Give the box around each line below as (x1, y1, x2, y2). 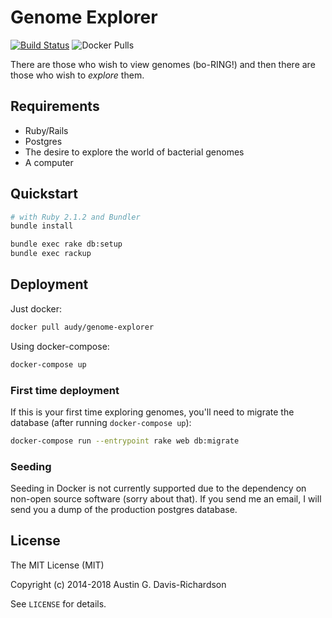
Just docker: (10, 302, 62, 315)
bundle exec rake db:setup (10, 239, 123, 250)
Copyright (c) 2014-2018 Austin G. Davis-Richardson (10, 578, 227, 590)
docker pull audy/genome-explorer (10, 322, 155, 332)
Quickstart (10, 186, 79, 203)
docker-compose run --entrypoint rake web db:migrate (10, 436, 240, 446)
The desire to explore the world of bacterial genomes (24, 146, 245, 158)
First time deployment (10, 383, 120, 397)
